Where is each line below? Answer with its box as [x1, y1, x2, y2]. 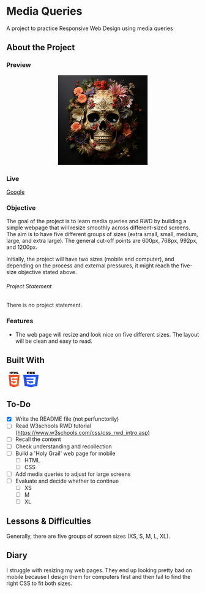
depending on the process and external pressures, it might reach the [6, 262, 179, 269]
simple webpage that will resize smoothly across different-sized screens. [6, 224, 191, 231]
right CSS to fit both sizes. [6, 580, 72, 587]
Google [6, 188, 25, 196]
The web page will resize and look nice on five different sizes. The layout [15, 331, 199, 338]
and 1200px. [6, 243, 38, 251]
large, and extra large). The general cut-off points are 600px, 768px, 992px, [6, 237, 198, 245]
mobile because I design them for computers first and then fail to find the [6, 573, 191, 580]
